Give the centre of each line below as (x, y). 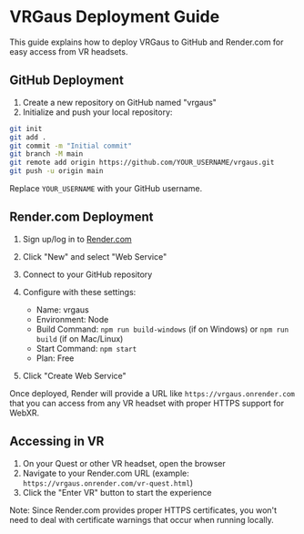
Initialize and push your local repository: (97, 112)
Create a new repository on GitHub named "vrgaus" (119, 102)
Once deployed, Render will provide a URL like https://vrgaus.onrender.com (152, 393)
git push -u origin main (56, 171)
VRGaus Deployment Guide (115, 17)
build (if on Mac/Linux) (80, 338)
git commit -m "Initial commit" (71, 146)
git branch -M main (46, 154)
